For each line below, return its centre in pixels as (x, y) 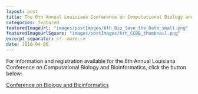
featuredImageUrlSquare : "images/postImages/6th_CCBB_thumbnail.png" (93, 33)
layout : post (22, 11)
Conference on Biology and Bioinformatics (57, 85)
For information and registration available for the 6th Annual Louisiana (91, 61)
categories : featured (33, 22)
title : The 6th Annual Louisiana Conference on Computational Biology (95, 17)
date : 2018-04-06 (27, 45)
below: (14, 73)
